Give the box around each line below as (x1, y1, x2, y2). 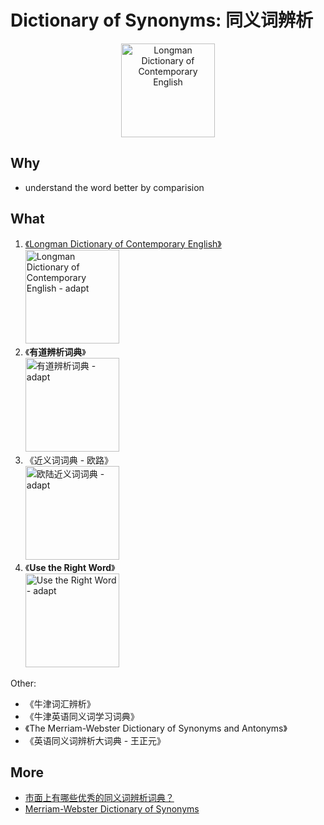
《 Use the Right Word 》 (24, 561, 116, 573)
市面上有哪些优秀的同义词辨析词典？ (24, 792, 175, 804)
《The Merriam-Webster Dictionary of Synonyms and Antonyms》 (24, 722, 288, 734)
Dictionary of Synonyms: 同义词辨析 (10, 9, 314, 32)
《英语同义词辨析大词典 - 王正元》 (24, 734, 167, 746)
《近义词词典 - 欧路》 (24, 454, 114, 466)
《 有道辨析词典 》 (24, 346, 87, 358)
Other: (10, 677, 37, 689)
